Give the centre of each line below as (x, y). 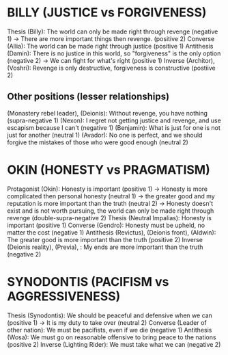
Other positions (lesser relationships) (88, 97)
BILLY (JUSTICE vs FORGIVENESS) (107, 13)
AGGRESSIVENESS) (64, 296)
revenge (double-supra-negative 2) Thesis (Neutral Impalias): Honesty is (109, 218)
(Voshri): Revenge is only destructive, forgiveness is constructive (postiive (112, 68)
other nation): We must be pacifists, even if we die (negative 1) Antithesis (110, 330)
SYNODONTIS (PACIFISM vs (88, 281)
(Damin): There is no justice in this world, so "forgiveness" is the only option (114, 53)
